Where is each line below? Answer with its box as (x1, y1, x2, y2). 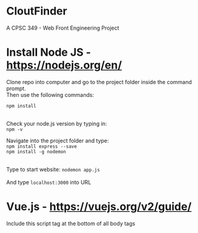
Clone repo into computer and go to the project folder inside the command (6, 78, 192, 85)
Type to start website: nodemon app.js (6, 165, 100, 173)
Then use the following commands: (6, 91, 94, 98)
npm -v (6, 126, 23, 133)
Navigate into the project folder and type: (6, 137, 109, 144)
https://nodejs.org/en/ (6, 59, 122, 72)
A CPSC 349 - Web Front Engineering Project (6, 24, 119, 31)
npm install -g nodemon (6, 148, 67, 155)
